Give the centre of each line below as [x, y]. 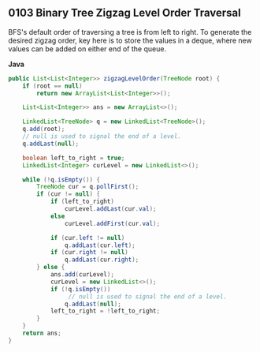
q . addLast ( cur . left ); [100, 245]
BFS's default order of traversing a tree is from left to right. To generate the [130, 32]
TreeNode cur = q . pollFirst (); [88, 187]
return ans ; [42, 333]
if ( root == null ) [52, 86]
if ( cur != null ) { [69, 194]
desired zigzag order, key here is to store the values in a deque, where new [130, 40]
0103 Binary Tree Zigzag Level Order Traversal [125, 13]
